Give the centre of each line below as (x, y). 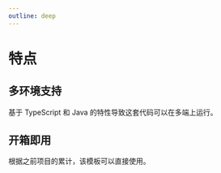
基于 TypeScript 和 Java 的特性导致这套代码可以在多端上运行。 (113, 112)
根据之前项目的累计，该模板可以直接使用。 (79, 161)
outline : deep (32, 16)
